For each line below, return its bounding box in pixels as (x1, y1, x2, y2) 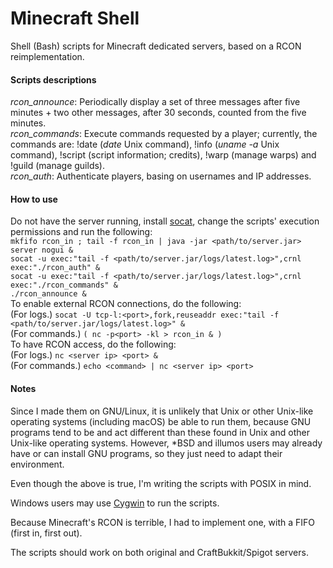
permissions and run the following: (10, 226, 153, 238)
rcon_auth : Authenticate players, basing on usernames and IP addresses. (10, 170, 312, 182)
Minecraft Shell (10, 7, 140, 30)
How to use (10, 193, 58, 205)
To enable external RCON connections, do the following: (10, 298, 242, 310)
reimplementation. (10, 50, 85, 62)
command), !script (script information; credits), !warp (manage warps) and (10, 149, 317, 161)
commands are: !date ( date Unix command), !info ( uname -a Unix (10, 138, 280, 151)
